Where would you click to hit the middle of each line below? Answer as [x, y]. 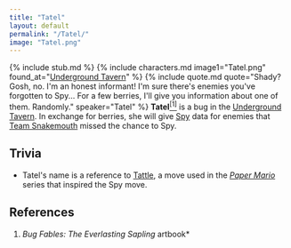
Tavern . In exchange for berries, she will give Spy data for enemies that [140, 116]
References [42, 213]
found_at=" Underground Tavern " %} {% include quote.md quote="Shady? [145, 77]
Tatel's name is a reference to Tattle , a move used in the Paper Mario [149, 175]
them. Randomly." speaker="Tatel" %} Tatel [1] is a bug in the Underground [145, 106]
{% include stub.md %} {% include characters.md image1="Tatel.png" [138, 68]
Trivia [25, 153]
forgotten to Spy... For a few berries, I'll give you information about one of [144, 96]
